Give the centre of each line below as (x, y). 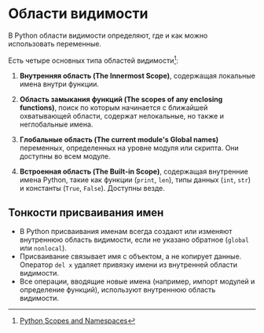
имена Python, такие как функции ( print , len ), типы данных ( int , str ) (135, 179)
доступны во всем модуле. (65, 156)
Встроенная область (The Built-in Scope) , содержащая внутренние (134, 171)
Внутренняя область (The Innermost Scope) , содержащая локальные (137, 75)
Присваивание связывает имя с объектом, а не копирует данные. (130, 257)
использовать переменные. (55, 43)
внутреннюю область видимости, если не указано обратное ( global (134, 240)
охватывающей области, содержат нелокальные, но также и (121, 115)
